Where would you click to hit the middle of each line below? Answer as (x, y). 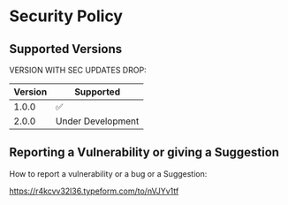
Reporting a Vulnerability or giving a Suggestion (144, 152)
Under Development (98, 121)
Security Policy (66, 16)
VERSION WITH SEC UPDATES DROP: (78, 70)
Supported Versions (65, 49)
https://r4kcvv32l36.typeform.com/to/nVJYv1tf (94, 191)
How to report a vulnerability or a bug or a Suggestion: (108, 173)
